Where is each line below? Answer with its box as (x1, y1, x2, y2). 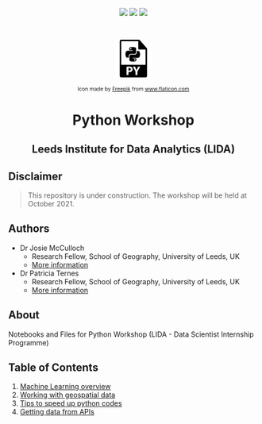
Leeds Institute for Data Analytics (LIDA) (31, 143, 236, 156)
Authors (8, 222, 50, 236)
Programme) (8, 337, 49, 347)
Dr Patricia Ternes (19, 268, 79, 278)
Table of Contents (8, 361, 99, 374)
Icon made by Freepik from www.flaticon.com (77, 85, 190, 93)
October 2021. (27, 199, 75, 208)
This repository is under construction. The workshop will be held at (27, 191, 248, 200)
